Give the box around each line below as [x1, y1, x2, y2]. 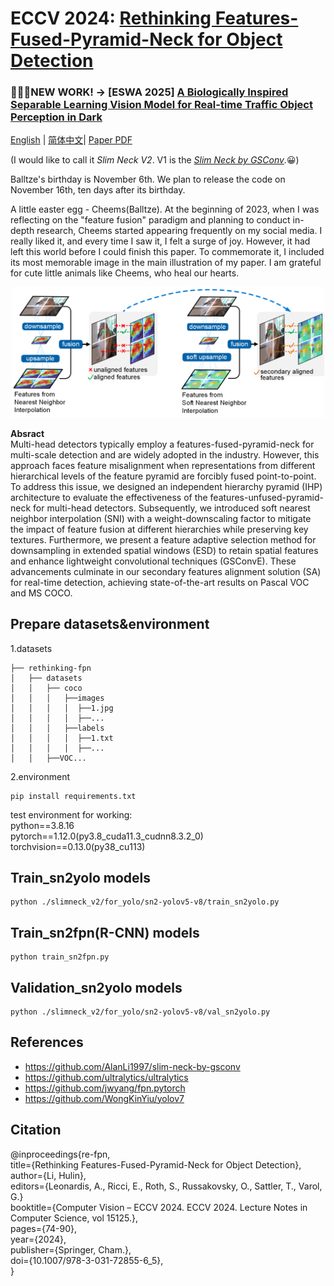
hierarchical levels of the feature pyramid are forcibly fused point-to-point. [10, 470, 317, 482]
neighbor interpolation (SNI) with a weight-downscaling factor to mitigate [10, 512, 312, 524]
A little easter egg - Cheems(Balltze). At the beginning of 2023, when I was [10, 203, 320, 216]
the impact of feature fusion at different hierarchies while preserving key [10, 523, 309, 535]
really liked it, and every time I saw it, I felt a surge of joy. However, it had [10, 235, 311, 247]
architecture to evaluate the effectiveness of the [10, 491, 208, 503]
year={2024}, [10, 1233, 67, 1245]
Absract [10, 427, 45, 439]
